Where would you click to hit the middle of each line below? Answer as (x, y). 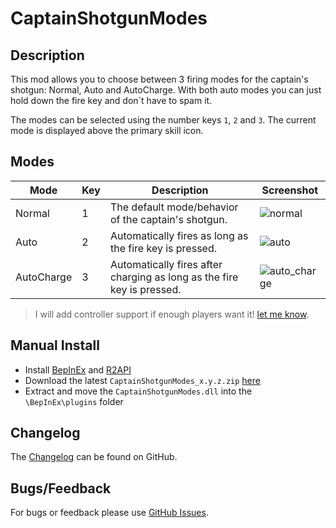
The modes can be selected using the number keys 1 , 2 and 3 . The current (163, 120)
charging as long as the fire (174, 277)
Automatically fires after (166, 264)
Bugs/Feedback (61, 488)
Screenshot (290, 190)
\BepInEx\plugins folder (74, 401)
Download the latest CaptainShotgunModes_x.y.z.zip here (142, 380)
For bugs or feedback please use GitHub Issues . (109, 513)
